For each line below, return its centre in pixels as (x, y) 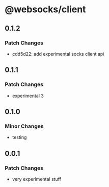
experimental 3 (28, 96)
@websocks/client (45, 9)
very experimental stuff (37, 179)
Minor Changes (24, 126)
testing (19, 137)
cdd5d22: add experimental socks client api (58, 54)
